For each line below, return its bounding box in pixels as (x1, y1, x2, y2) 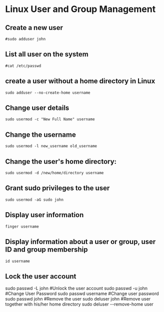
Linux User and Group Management (5, 3, 156, 15)
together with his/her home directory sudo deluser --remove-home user (5, 301, 154, 308)
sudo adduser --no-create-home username (5, 90, 91, 95)
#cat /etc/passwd (5, 63, 41, 68)
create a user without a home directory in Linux (5, 77, 155, 85)
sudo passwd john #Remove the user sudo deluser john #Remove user (5, 296, 151, 302)
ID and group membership (5, 246, 88, 254)
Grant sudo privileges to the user (5, 184, 110, 193)
